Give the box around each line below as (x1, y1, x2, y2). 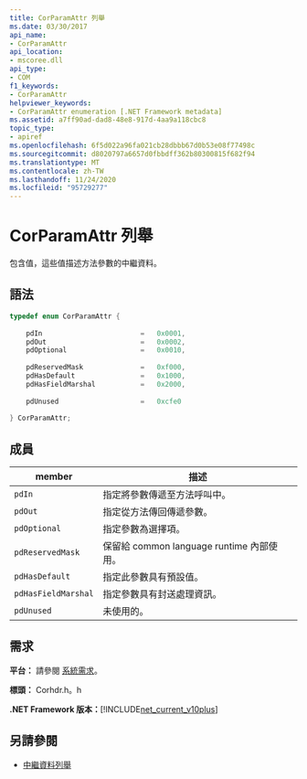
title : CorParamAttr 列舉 (9, 13, 105, 23)
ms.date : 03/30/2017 (9, 22, 89, 31)
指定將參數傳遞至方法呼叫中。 (102, 488, 231, 501)
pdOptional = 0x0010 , (26, 346, 185, 355)
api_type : (9, 65, 48, 74)
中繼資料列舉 (22, 759, 71, 770)
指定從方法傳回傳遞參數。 (102, 506, 213, 518)
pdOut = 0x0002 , (26, 337, 185, 347)
